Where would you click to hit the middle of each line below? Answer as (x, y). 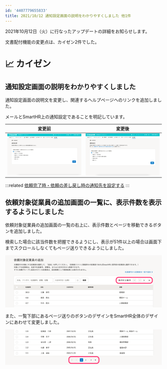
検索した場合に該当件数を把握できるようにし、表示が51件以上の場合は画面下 (83, 241)
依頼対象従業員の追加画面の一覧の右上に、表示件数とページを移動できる (79, 225)
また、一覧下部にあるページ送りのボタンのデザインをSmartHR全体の (75, 316)
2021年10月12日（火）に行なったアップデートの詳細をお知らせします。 (78, 31)
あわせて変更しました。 (38, 322)
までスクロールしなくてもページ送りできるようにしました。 (66, 248)
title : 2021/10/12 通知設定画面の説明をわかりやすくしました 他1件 (68, 16)
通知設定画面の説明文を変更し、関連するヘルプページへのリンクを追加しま (81, 100)
